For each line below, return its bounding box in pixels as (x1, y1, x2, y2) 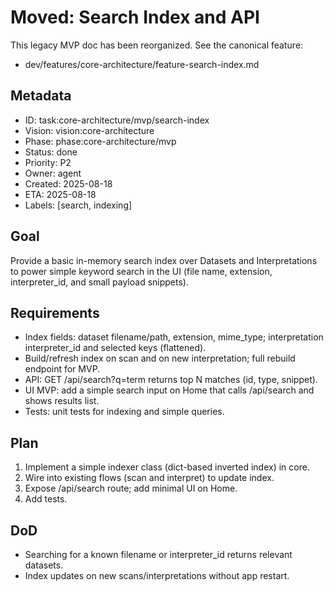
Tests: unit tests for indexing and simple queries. (24, 406, 225, 418)
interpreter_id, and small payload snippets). (10, 276, 189, 288)
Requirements (10, 304, 100, 321)
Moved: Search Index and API (10, 6, 260, 29)
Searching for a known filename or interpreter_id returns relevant (24, 549, 293, 560)
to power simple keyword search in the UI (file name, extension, (10, 265, 273, 277)
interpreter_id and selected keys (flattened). (24, 342, 207, 354)
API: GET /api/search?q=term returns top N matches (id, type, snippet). (24, 374, 318, 386)
